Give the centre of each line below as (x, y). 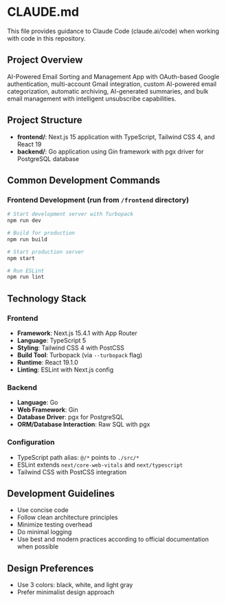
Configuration (31, 443)
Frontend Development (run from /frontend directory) (98, 200)
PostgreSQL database (48, 158)
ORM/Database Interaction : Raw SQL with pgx (83, 425)
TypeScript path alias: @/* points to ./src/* (78, 457)
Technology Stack (47, 298)
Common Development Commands (83, 180)
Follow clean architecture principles (67, 518)
